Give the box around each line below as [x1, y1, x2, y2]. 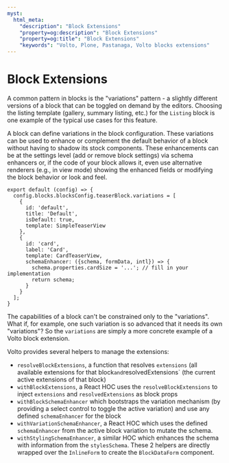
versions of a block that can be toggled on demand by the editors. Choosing [7, 101, 223, 110]
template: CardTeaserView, [25, 252, 103, 259]
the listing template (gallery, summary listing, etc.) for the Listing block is [7, 108, 215, 117]
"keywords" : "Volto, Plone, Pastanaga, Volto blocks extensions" [19, 42, 210, 49]
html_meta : [13, 16, 45, 23]
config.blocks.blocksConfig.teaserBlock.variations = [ [13, 192, 176, 199]
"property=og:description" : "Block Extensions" [19, 29, 158, 36]
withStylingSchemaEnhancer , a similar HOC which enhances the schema [16, 434, 219, 442]
